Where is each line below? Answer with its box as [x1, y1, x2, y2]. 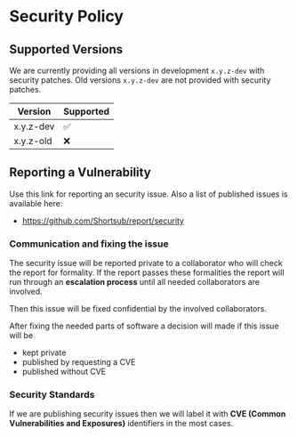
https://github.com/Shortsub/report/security [21, 215, 185, 226]
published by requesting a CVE [21, 357, 136, 368]
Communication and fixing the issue [9, 238, 169, 250]
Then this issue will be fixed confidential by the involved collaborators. [9, 303, 267, 314]
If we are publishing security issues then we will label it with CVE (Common [9, 409, 286, 419]
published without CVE [21, 367, 107, 377]
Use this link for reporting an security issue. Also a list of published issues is [9, 189, 288, 199]
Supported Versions [9, 42, 123, 57]
